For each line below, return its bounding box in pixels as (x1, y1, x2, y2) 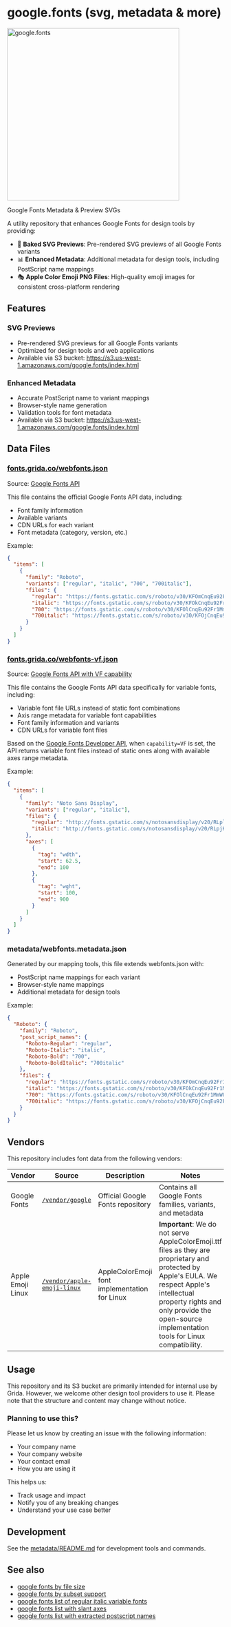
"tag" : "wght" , (37, 883, 81, 890)
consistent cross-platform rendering (16, 283, 120, 291)
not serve (159, 1228, 190, 1238)
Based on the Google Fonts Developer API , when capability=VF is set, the (7, 739, 216, 748)
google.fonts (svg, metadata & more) (7, 5, 222, 21)
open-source (159, 1314, 203, 1324)
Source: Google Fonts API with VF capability (7, 670, 133, 678)
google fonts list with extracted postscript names (16, 1611, 156, 1620)
